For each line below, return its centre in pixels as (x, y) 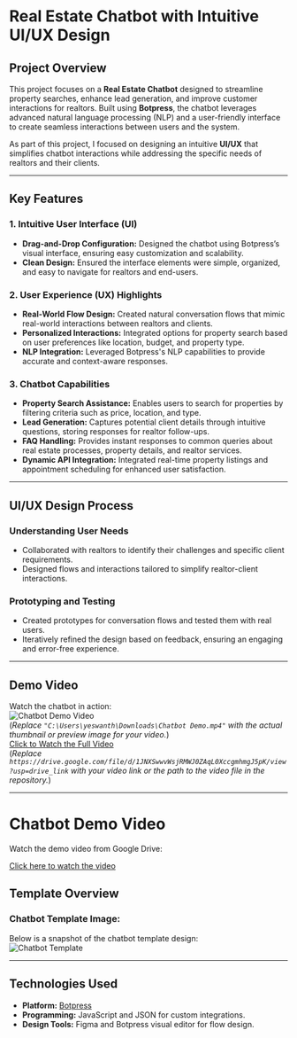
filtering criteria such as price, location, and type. (111, 413)
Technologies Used (63, 984)
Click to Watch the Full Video (61, 744)
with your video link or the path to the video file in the (168, 771)
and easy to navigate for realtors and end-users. (110, 271)
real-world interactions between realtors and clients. (118, 323)
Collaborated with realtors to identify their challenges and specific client (153, 550)
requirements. (47, 559)
